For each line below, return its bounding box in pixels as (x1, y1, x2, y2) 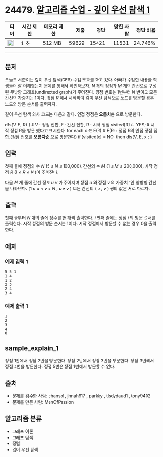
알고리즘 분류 (5, 415, 42, 423)
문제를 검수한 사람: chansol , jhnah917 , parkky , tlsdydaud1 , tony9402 (12, 393, 151, 399)
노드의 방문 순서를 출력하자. (5, 101, 57, 107)
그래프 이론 (12, 428, 33, 434)
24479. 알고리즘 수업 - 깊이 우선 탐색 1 (5, 4, 150, 16)
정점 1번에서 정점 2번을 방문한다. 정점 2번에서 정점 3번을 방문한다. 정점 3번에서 (5, 358, 154, 363)
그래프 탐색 (12, 434, 33, 440)
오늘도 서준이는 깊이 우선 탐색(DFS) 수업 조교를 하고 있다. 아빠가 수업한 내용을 (5, 77, 152, 82)
